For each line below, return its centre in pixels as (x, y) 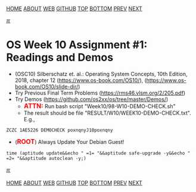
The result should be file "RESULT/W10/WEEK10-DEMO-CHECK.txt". (108, 113)
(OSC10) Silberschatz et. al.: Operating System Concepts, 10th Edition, (101, 74)
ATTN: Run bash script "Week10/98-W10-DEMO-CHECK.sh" (99, 106)
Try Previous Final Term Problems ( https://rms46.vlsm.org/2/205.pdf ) (100, 93)
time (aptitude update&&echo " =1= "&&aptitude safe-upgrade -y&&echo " (98, 153)
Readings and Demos (60, 57)
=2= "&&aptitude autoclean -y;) (46, 158)
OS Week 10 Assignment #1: (77, 45)
